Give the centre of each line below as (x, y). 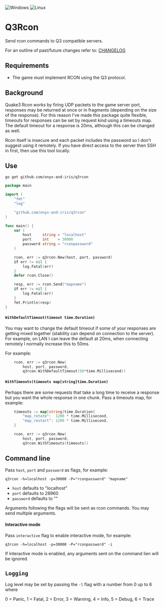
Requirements (27, 66)
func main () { (20, 226)
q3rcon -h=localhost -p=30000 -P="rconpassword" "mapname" (67, 479)
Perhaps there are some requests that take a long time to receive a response (82, 392)
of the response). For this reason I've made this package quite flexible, (76, 115)
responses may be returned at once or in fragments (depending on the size (81, 110)
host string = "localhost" (55, 235)
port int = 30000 (48, 240)
